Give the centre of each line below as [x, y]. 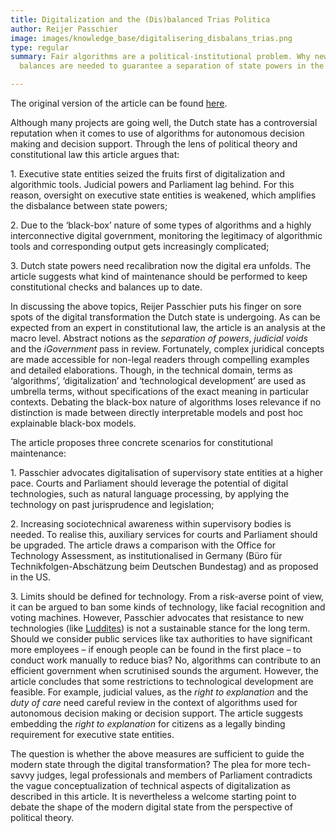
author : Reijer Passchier [64, 29]
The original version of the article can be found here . [119, 103]
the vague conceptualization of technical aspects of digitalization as [150, 785]
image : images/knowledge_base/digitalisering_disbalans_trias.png [151, 38]
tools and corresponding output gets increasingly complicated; [140, 246]
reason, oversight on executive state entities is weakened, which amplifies [163, 195]
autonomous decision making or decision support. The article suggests [157, 713]
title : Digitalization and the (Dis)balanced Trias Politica [140, 19]
